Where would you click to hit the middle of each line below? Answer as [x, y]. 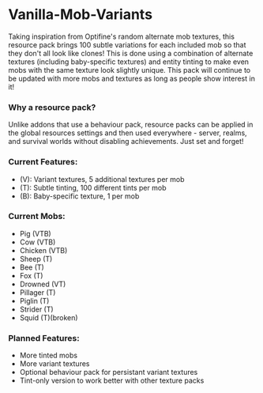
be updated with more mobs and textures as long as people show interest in [131, 78]
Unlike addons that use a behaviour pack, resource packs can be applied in [131, 125]
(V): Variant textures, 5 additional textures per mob [102, 179]
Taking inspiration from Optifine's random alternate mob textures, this [122, 36]
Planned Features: [44, 338]
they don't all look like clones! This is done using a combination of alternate [131, 53]
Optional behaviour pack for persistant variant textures [109, 372]
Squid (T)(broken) [49, 317]
